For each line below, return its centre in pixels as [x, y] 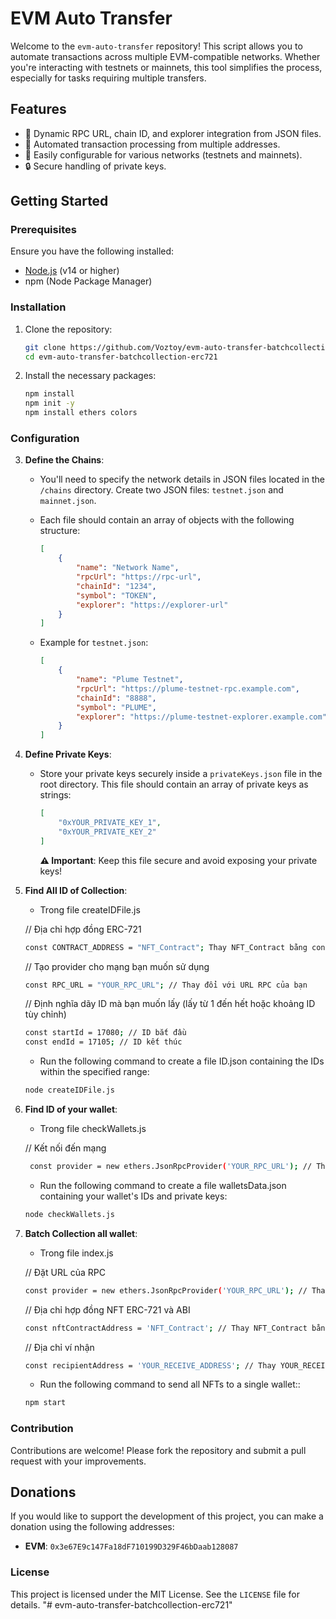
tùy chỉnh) [45, 1014]
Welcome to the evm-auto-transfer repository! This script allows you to [156, 46]
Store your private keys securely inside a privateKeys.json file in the [181, 774]
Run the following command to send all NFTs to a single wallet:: [170, 1384]
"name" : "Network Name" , [127, 568]
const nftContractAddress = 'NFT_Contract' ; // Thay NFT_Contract [166, 1328]
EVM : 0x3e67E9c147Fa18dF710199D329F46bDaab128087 [131, 1546]
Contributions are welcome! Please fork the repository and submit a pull [158, 1450]
